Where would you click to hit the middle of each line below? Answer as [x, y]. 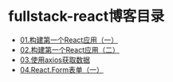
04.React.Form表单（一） [61, 69]
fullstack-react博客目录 [86, 16]
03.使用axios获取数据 [55, 60]
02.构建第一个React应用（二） [69, 49]
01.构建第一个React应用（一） [69, 40]
